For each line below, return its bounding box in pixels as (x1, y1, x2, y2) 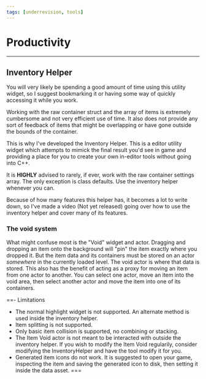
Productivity (6, 35, 71, 49)
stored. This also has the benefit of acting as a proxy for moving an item (6, 264, 188, 272)
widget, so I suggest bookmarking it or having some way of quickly (6, 90, 176, 98)
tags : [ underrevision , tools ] (6, 9, 84, 15)
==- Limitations (6, 296, 45, 304)
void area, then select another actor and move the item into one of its (6, 277, 181, 285)
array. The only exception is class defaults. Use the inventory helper (6, 178, 178, 185)
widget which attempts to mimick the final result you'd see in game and (6, 147, 186, 154)
